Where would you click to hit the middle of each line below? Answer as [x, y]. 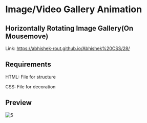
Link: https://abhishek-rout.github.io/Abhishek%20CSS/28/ [68, 48]
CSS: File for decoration [30, 87]
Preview [19, 103]
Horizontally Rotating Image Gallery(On [69, 28]
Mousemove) [27, 36]
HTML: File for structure [31, 77]
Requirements [28, 65]
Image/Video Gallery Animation [74, 9]
